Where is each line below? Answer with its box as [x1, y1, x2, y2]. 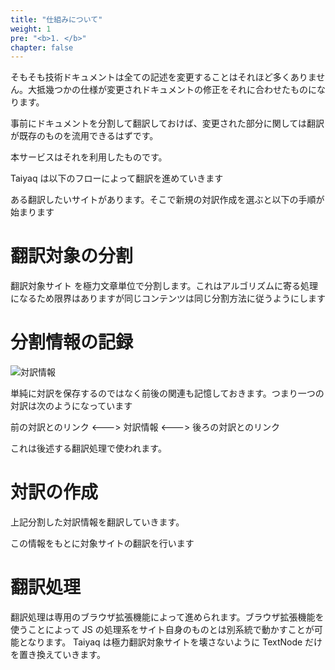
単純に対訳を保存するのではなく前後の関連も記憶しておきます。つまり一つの [10, 387, 325, 400]
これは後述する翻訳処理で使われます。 [10, 442, 167, 455]
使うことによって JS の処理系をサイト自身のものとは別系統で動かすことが [10, 624, 315, 635]
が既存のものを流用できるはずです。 [10, 130, 159, 142]
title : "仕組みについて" [10, 14, 103, 25]
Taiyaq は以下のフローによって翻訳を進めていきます [10, 172, 224, 185]
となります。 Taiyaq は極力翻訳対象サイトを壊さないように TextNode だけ [18, 636, 323, 648]
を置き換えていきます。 [10, 649, 106, 660]
